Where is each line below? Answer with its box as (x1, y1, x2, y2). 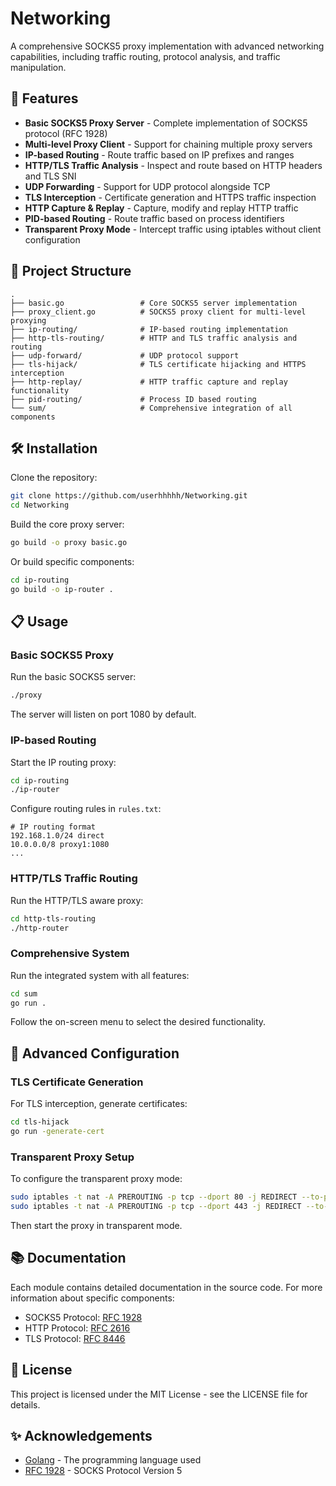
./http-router (10, 923, 70, 933)
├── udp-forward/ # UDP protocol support (10, 350, 240, 361)
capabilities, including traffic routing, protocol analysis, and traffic (10, 50, 281, 62)
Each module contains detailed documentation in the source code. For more (10, 1281, 323, 1293)
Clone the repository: (10, 472, 98, 484)
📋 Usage (10, 613, 69, 631)
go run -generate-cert (10, 1127, 105, 1137)
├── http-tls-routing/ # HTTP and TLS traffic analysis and (10, 333, 298, 343)
